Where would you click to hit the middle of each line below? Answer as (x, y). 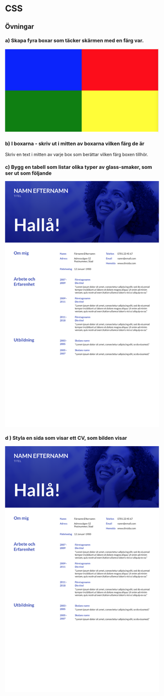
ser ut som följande (29, 173)
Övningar (20, 27)
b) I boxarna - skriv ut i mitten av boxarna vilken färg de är (75, 143)
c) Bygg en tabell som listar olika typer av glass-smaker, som (79, 167)
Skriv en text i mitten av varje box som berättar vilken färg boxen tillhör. (77, 154)
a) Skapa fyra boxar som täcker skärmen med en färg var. (74, 41)
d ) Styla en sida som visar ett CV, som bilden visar (66, 438)
